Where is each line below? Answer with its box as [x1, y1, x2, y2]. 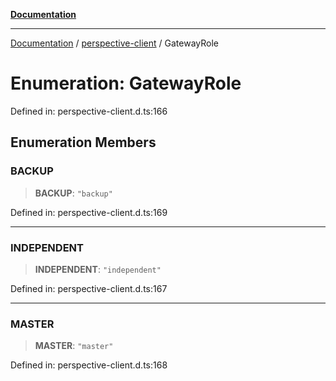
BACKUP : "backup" [34, 187, 113, 199]
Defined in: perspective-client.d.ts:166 [10, 105, 168, 117]
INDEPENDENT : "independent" [34, 263, 162, 275]
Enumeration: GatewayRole [10, 72, 242, 95]
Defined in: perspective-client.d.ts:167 [10, 282, 168, 294]
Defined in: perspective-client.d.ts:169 [10, 206, 168, 218]
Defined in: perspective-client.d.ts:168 [10, 359, 168, 371]
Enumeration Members [10, 134, 157, 151]
